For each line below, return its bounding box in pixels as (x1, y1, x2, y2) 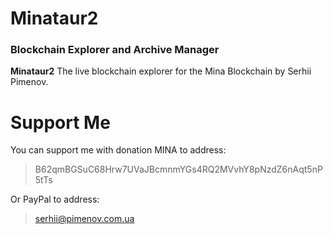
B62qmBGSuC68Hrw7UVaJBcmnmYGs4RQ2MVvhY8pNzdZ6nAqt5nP (34, 163, 323, 176)
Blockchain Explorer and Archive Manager (10, 43, 220, 57)
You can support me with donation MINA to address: (10, 144, 227, 156)
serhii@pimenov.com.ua (34, 213, 135, 225)
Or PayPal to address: (10, 193, 100, 206)
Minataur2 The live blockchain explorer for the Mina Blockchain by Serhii (10, 65, 312, 77)
